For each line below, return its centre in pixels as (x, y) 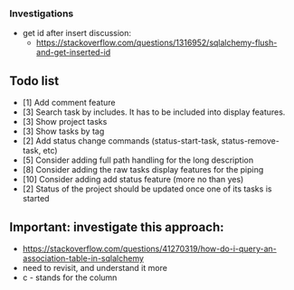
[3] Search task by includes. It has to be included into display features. (154, 112)
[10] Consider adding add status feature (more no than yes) (133, 180)
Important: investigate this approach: (117, 227)
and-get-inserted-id (73, 52)
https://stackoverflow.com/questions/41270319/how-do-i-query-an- (150, 248)
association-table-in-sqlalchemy (83, 258)
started (36, 199)
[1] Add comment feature (69, 103)
